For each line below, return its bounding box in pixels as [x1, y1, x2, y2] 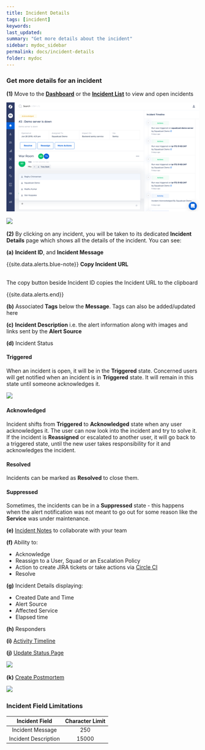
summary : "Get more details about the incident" [6, 36, 133, 42]
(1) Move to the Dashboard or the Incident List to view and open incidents [6, 90, 194, 98]
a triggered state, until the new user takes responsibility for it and [6, 439, 171, 447]
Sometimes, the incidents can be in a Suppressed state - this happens [6, 502, 185, 509]
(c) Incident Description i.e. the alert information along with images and [6, 321, 188, 328]
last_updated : [6, 29, 43, 36]
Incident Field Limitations [6, 702, 83, 710]
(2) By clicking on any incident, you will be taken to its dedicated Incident [6, 230, 192, 238]
